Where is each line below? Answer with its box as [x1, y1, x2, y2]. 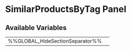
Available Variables [5, 23, 67, 32]
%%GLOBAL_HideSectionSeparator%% [8, 37, 102, 44]
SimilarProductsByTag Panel [5, 3, 126, 15]
